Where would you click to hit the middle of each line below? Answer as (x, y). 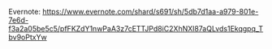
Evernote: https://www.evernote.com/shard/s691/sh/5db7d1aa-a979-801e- (134, 12)
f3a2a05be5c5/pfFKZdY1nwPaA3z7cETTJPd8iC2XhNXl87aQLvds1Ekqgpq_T (136, 29)
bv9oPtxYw (28, 37)
